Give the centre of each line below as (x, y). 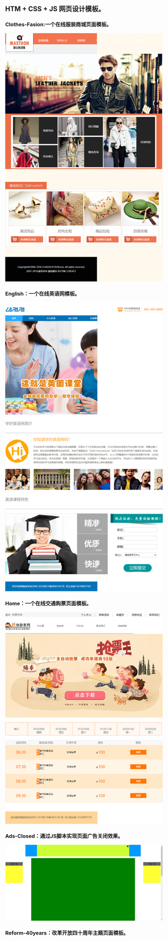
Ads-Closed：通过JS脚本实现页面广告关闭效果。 (64, 836)
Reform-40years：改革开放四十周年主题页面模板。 (67, 933)
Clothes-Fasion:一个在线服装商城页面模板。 (58, 25)
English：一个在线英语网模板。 (42, 294)
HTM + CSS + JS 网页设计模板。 (55, 9)
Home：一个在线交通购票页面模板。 (48, 603)
